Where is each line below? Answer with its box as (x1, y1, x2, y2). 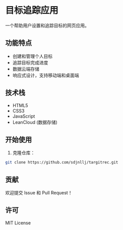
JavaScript (12, 113, 35, 119)
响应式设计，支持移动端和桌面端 (12, 72, 79, 78)
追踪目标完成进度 (12, 59, 48, 65)
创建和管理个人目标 (12, 53, 53, 59)
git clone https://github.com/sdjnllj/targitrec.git (5, 160, 118, 165)
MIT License (5, 219, 31, 226)
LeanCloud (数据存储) (12, 119, 58, 125)
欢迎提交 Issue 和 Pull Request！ (5, 190, 73, 196)
